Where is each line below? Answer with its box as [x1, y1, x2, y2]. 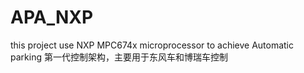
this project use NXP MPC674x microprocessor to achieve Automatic [10, 39, 295, 51]
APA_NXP [10, 6, 94, 29]
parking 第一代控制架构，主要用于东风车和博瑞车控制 [10, 51, 228, 63]
